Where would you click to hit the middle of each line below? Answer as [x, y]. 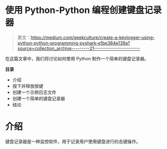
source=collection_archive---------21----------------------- [79, 48]
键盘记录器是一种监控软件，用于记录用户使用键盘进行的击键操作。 [73, 141]
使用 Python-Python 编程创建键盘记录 [83, 10]
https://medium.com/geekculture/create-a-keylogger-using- [93, 37]
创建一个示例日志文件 [34, 92]
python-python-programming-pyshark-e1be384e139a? [74, 43]
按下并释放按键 [28, 86]
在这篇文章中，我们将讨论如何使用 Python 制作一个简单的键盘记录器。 [77, 58]
